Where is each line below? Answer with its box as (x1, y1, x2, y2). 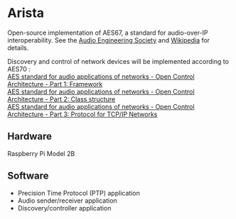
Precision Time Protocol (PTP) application (17, 189, 140, 197)
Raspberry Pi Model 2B (7, 149, 75, 157)
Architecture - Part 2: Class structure (7, 94, 116, 103)
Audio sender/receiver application (17, 196, 117, 205)
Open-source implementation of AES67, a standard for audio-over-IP (7, 28, 208, 37)
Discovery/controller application (17, 203, 112, 212)
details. (7, 43, 29, 52)
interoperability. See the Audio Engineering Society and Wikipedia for (7, 35, 210, 44)
